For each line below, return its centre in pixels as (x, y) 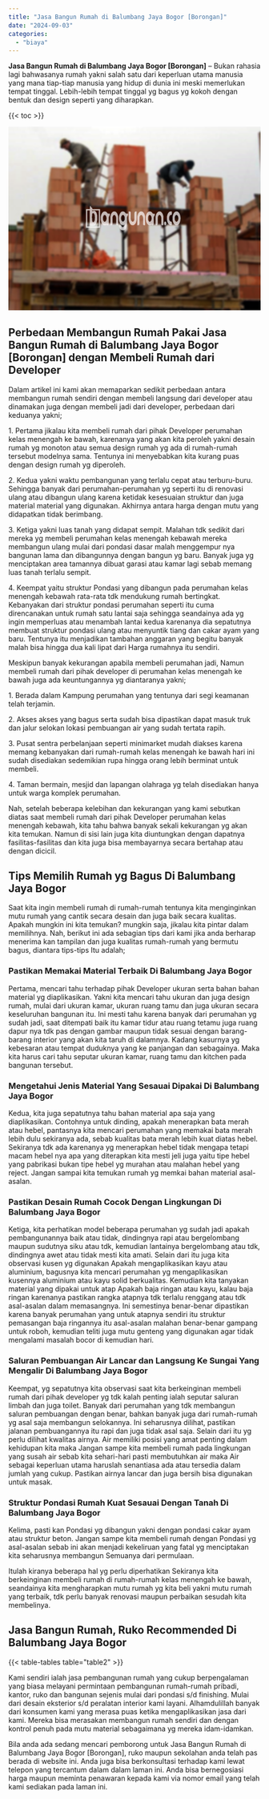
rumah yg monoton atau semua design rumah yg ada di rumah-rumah (123, 448)
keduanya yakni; (35, 415)
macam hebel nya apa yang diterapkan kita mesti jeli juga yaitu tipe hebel (129, 1156)
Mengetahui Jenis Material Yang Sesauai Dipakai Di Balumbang (134, 1086)
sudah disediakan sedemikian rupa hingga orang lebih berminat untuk (123, 760)
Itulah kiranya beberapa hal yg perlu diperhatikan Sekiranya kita (113, 1571)
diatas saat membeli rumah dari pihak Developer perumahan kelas (117, 817)
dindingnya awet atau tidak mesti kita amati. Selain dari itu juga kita (119, 1255)
